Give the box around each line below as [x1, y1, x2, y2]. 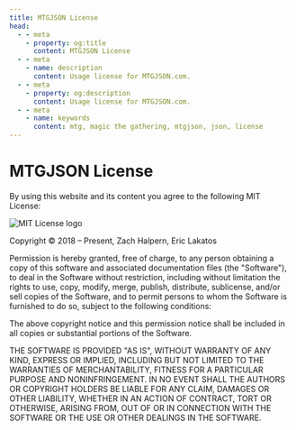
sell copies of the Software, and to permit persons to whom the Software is [9, 290, 288, 302]
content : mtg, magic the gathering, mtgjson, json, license [32, 123, 264, 132]
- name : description [25, 64, 103, 73]
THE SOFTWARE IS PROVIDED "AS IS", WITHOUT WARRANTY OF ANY [9, 344, 272, 356]
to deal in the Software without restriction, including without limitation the [9, 271, 281, 282]
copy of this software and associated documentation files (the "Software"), [9, 262, 288, 273]
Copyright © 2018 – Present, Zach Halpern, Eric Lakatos [9, 235, 218, 246]
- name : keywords [25, 114, 91, 123]
